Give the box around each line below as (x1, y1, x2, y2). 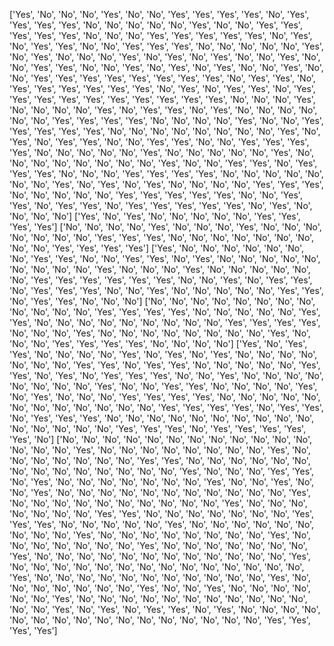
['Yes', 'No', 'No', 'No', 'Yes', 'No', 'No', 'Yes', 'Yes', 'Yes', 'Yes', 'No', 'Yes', (9, 9, 310, 20)
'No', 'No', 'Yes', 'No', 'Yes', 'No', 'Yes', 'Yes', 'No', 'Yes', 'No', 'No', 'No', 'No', (9, 604, 321, 615)
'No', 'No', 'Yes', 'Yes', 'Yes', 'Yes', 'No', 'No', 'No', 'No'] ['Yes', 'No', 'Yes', (9, 338, 308, 349)
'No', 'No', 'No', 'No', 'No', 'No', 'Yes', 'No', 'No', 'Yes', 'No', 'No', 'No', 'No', (9, 582, 311, 594)
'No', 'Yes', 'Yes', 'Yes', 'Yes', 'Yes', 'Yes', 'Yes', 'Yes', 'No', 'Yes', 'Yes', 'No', (9, 72, 316, 84)
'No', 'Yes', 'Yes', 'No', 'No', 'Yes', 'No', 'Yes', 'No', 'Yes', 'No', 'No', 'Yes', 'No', (9, 62, 324, 73)
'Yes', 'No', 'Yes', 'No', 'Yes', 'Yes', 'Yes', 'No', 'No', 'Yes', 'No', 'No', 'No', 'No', (9, 370, 324, 381)
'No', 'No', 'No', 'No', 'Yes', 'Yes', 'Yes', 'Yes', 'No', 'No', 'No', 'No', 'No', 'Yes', (9, 306, 321, 318)
